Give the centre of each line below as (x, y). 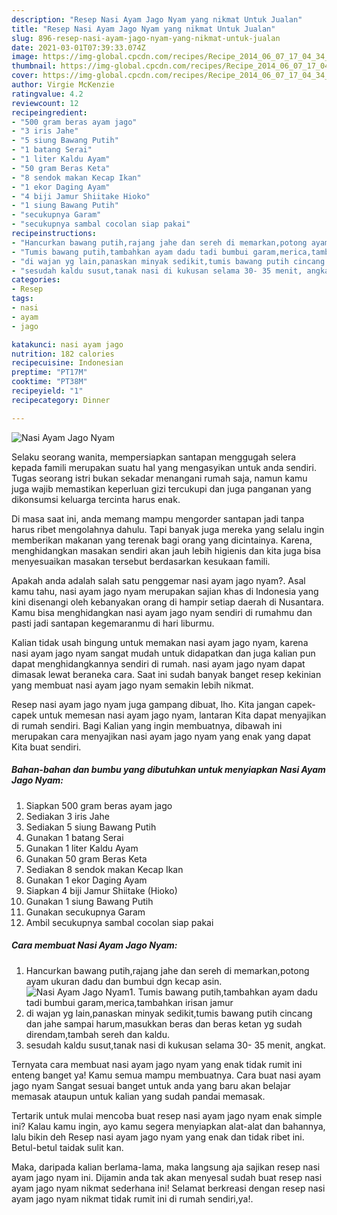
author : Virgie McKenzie (63, 85)
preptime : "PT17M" (49, 372)
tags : (22, 299)
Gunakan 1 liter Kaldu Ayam (82, 848)
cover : (25, 76)
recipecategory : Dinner (61, 400)
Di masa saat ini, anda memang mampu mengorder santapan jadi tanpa (158, 518)
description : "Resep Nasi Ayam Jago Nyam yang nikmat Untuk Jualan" (157, 19)
